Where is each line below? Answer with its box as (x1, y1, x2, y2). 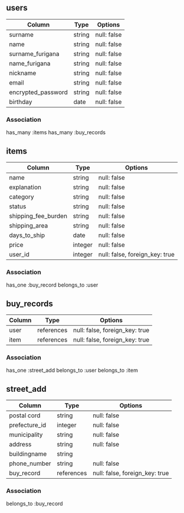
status (9, 202, 27, 210)
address (9, 440, 32, 449)
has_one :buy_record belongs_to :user (6, 281, 98, 288)
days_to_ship (9, 231, 45, 239)
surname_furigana (9, 50, 60, 58)
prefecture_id (9, 421, 47, 429)
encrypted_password (9, 88, 68, 96)
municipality (9, 431, 43, 439)
